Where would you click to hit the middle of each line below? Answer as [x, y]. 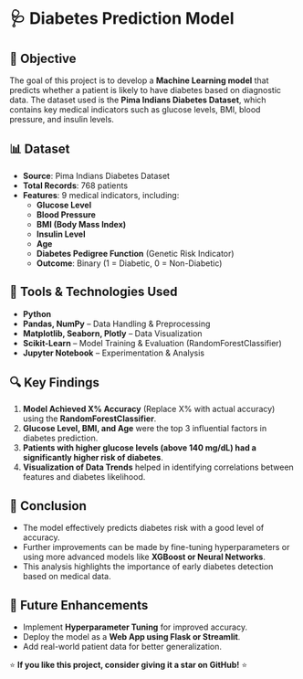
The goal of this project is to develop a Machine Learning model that [139, 80]
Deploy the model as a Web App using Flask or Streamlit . [131, 637]
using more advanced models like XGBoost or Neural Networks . [144, 557]
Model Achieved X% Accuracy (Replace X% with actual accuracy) [149, 409]
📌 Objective [43, 58]
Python [37, 313]
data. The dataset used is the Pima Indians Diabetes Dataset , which [138, 100]
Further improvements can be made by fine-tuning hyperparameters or [156, 547]
